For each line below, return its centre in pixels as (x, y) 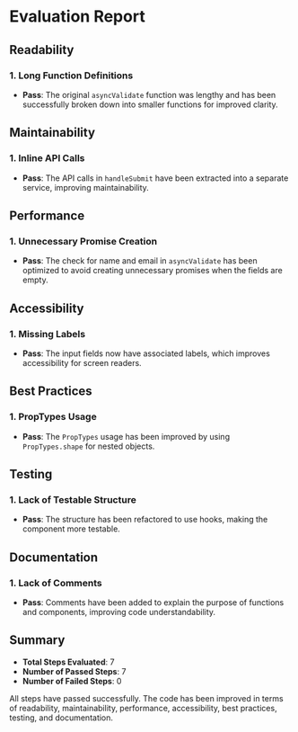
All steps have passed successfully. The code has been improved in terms (147, 698)
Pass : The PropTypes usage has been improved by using (126, 436)
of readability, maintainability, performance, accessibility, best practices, (143, 708)
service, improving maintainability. (86, 187)
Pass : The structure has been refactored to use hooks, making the (145, 520)
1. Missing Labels (48, 334)
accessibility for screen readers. (82, 362)
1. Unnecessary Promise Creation (83, 241)
